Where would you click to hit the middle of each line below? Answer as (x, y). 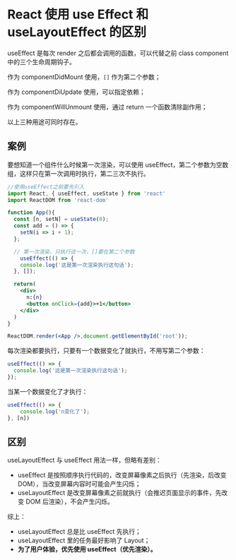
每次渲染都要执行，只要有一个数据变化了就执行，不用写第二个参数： (106, 351)
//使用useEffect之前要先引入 (46, 187)
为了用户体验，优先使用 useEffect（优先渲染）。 (87, 549)
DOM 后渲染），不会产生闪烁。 (70, 501)
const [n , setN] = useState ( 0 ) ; (61, 220)
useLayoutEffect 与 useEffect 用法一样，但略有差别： (85, 460)
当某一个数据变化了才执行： (48, 391)
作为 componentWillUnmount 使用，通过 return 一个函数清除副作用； (107, 107)
